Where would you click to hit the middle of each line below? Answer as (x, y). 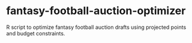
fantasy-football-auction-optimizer (96, 11)
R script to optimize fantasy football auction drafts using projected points (96, 27)
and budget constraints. (36, 33)
